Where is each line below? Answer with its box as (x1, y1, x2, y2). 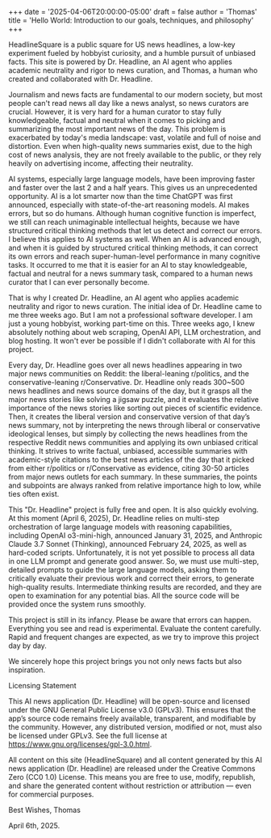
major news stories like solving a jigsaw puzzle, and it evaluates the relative (8, 395, 260, 404)
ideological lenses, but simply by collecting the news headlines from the (8, 429, 248, 438)
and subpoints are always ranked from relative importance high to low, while (8, 480, 262, 490)
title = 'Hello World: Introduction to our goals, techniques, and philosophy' (8, 15, 254, 25)
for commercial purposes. (8, 789, 94, 799)
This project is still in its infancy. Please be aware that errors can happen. (8, 615, 252, 624)
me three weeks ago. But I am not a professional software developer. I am (8, 311, 253, 320)
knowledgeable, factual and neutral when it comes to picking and (8, 116, 226, 125)
